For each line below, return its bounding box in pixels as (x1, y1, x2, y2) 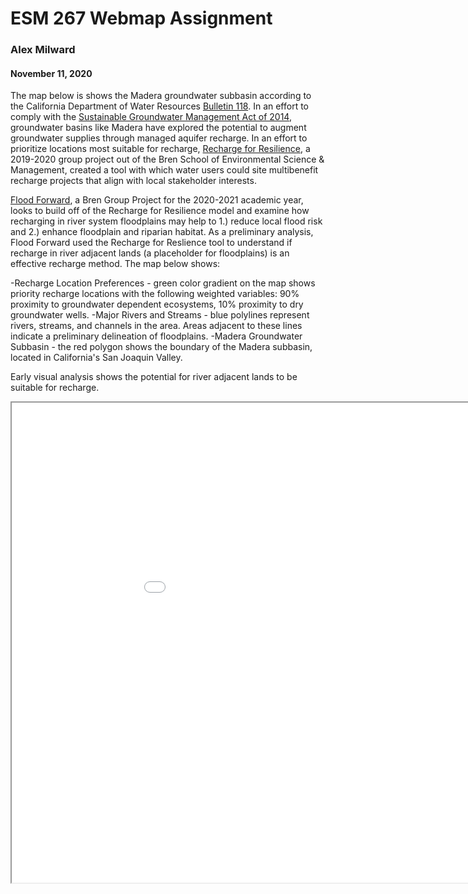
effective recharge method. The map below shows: (10, 258, 221, 270)
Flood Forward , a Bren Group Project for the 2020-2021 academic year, (10, 194, 304, 206)
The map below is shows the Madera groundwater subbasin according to (10, 90, 312, 102)
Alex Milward (10, 43, 76, 57)
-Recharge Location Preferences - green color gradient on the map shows (10, 277, 316, 289)
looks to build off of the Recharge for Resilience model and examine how (10, 205, 310, 217)
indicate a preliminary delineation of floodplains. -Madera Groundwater (10, 330, 303, 342)
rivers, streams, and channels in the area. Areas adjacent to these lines (10, 320, 303, 332)
